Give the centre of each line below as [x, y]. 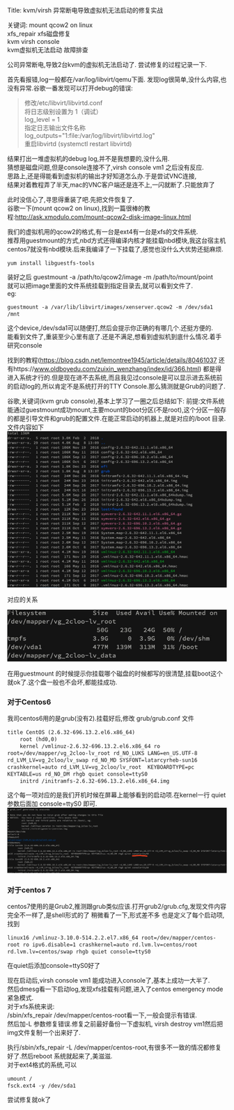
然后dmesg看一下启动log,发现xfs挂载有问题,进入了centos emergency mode [115, 989]
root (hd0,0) [39, 739]
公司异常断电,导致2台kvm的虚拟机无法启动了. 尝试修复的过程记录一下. [107, 64]
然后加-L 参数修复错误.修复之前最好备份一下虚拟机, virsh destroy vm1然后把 [115, 1024]
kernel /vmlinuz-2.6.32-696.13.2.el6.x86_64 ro [90, 746]
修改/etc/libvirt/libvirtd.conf [63, 103]
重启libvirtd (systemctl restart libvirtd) [78, 144]
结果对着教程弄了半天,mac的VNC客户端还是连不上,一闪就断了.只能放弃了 [111, 185]
